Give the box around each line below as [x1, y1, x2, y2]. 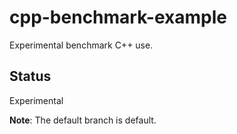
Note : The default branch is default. [9, 114, 157, 126]
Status [9, 68, 52, 85]
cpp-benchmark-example [9, 6, 227, 29]
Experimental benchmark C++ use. [9, 39, 154, 51]
